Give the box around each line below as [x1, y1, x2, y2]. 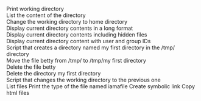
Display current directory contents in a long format [6, 24, 133, 32]
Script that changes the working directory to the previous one [6, 76, 161, 83]
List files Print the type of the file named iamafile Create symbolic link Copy [6, 83, 196, 90]
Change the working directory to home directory [6, 18, 128, 25]
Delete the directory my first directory [6, 70, 101, 77]
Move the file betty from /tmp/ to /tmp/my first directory [6, 57, 146, 64]
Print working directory [6, 5, 64, 12]
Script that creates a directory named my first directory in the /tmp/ [6, 44, 175, 51]
